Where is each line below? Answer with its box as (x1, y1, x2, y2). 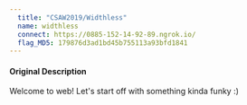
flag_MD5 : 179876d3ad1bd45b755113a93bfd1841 (17, 38, 188, 48)
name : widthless (17, 22, 79, 31)
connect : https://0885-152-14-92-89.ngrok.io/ (17, 30, 196, 39)
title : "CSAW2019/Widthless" (17, 13, 128, 22)
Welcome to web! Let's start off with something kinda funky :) (9, 86, 240, 97)
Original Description (9, 66, 88, 76)
